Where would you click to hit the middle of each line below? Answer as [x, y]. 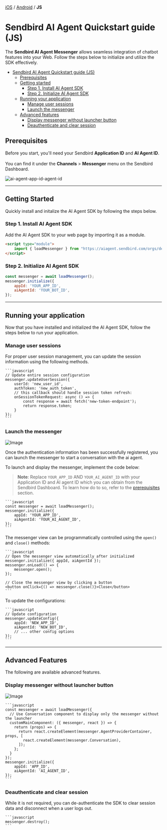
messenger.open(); [33, 569]
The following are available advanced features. [53, 672]
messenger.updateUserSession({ [38, 380]
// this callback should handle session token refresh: [73, 393]
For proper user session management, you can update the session [73, 356]
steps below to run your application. [42, 332]
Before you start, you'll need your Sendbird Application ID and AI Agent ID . [82, 153]
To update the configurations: [36, 600]
